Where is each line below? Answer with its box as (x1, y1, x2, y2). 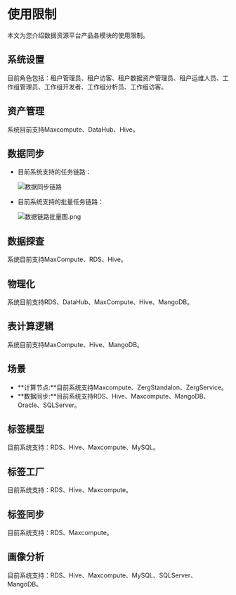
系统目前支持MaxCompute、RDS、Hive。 (7, 255, 128, 264)
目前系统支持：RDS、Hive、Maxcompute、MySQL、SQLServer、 (7, 571, 197, 580)
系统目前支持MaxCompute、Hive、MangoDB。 (7, 340, 144, 349)
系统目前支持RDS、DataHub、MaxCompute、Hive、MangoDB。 (7, 298, 193, 306)
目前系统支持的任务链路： (17, 168, 92, 176)
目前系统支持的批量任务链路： (17, 198, 104, 206)
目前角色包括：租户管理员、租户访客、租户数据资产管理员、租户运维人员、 (7, 73, 223, 82)
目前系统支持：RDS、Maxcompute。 (7, 529, 114, 537)
